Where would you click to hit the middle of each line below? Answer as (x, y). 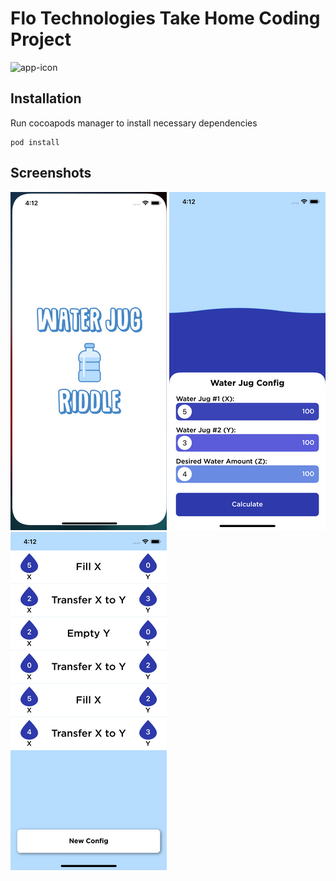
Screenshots (51, 173)
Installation (46, 98)
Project (41, 39)
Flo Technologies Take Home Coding (165, 18)
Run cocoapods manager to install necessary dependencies (134, 123)
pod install (35, 142)
